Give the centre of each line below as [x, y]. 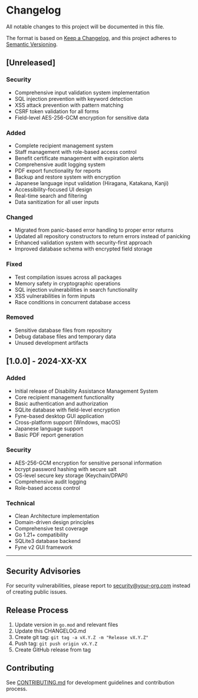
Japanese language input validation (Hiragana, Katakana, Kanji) [92, 183]
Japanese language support [49, 429]
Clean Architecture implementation [57, 516]
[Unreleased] [31, 63]
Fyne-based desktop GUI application [59, 416]
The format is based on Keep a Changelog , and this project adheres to [91, 38]
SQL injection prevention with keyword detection [74, 98]
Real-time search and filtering [51, 196]
